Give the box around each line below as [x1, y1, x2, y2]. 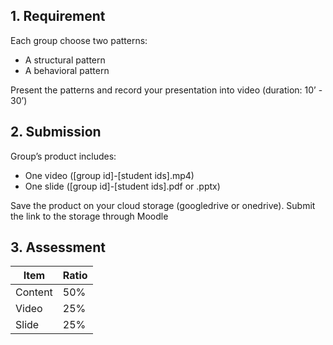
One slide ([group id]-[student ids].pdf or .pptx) [24, 180, 221, 192]
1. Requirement [10, 8, 106, 25]
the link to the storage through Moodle [10, 210, 169, 222]
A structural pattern [24, 54, 106, 66]
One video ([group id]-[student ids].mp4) [24, 169, 195, 181]
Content [15, 285, 53, 299]
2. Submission [10, 124, 102, 141]
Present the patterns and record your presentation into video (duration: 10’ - [10, 84, 323, 96]
